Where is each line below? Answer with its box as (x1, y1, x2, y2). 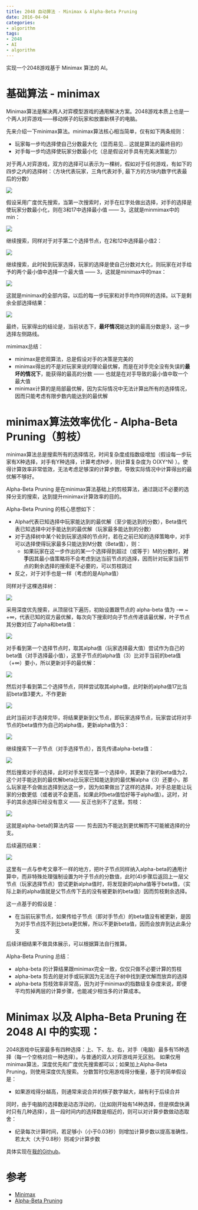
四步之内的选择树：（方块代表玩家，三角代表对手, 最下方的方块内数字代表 (6, 167, 182, 174)
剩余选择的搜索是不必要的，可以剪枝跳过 (34, 562, 133, 570)
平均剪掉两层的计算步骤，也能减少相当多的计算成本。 (14, 987, 144, 994)
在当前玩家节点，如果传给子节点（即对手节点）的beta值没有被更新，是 (14, 913, 186, 920)
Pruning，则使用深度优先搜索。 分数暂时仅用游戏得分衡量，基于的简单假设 (6, 1068, 187, 1075)
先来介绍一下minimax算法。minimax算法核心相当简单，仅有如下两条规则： (6, 128, 187, 135)
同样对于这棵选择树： (6, 582, 58, 589)
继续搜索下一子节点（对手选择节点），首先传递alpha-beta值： (6, 745, 154, 752)
